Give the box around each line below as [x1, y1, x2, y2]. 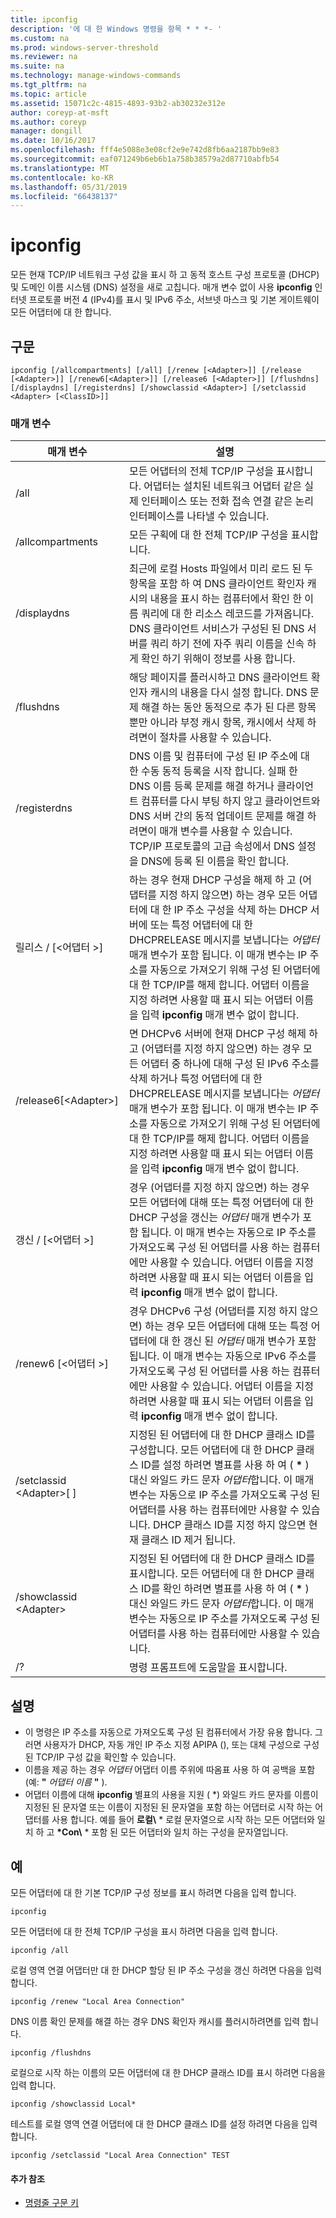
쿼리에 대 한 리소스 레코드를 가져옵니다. [140, 607, 314, 621]
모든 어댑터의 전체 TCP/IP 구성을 [128, 464, 275, 478]
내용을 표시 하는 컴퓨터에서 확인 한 [149, 592, 302, 606]
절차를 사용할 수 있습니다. [159, 731, 272, 745]
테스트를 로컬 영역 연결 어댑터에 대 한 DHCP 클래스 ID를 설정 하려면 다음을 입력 [10, 2117, 318, 2130]
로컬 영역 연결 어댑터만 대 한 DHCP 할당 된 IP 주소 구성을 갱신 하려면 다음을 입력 [10, 1964, 322, 1976]
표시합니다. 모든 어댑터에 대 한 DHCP [128, 1567, 294, 1581]
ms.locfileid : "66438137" [10, 191, 118, 201]
